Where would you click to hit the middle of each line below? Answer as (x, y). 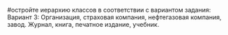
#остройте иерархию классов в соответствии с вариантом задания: (109, 10)
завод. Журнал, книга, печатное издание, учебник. (83, 24)
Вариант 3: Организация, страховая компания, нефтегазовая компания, (114, 17)
